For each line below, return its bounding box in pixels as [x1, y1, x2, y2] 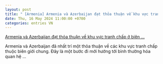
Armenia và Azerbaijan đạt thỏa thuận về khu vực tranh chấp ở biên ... [5, 34, 145, 40]
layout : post [5, 7, 32, 12]
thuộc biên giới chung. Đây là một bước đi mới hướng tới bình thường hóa [5, 48, 151, 54]
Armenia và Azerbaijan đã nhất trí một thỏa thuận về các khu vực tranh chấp [5, 43, 158, 49]
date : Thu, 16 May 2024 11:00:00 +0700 [5, 16, 86, 21]
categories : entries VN [5, 20, 53, 26]
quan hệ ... [5, 54, 27, 60]
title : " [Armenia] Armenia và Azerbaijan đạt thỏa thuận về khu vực [5, 12, 149, 16]
